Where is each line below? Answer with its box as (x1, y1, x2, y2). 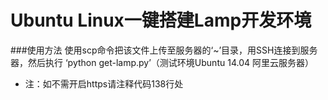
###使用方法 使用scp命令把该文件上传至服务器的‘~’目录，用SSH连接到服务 (10, 44, 318, 56)
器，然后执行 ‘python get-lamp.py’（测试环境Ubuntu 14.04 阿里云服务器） (10, 56, 314, 68)
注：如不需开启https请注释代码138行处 (24, 77, 184, 90)
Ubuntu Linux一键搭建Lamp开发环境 (10, 9, 312, 32)
